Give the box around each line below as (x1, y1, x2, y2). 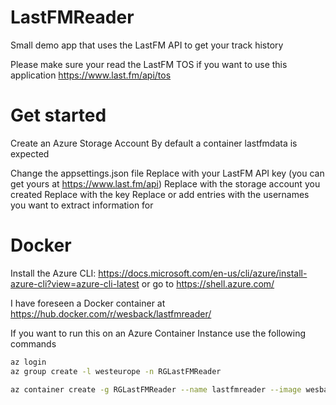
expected (10, 147, 50, 160)
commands (10, 337, 57, 350)
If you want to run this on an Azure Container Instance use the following (10, 327, 307, 339)
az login (10, 357, 47, 367)
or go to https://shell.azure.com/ (141, 277, 275, 290)
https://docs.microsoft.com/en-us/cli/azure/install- (98, 267, 308, 279)
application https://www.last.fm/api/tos (10, 69, 172, 81)
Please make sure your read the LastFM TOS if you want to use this (10, 58, 288, 70)
